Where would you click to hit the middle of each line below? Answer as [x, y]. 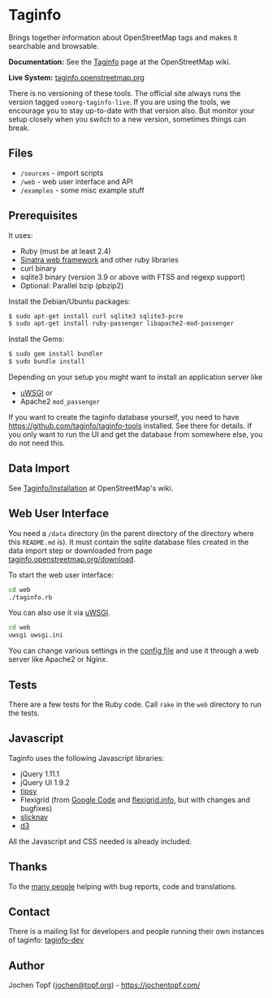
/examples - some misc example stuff [82, 190]
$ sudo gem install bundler [56, 354]
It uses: [21, 235]
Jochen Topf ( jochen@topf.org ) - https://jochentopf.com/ [104, 985]
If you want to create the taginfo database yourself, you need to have [124, 417]
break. [19, 127]
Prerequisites [43, 216]
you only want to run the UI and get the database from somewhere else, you [136, 434]
